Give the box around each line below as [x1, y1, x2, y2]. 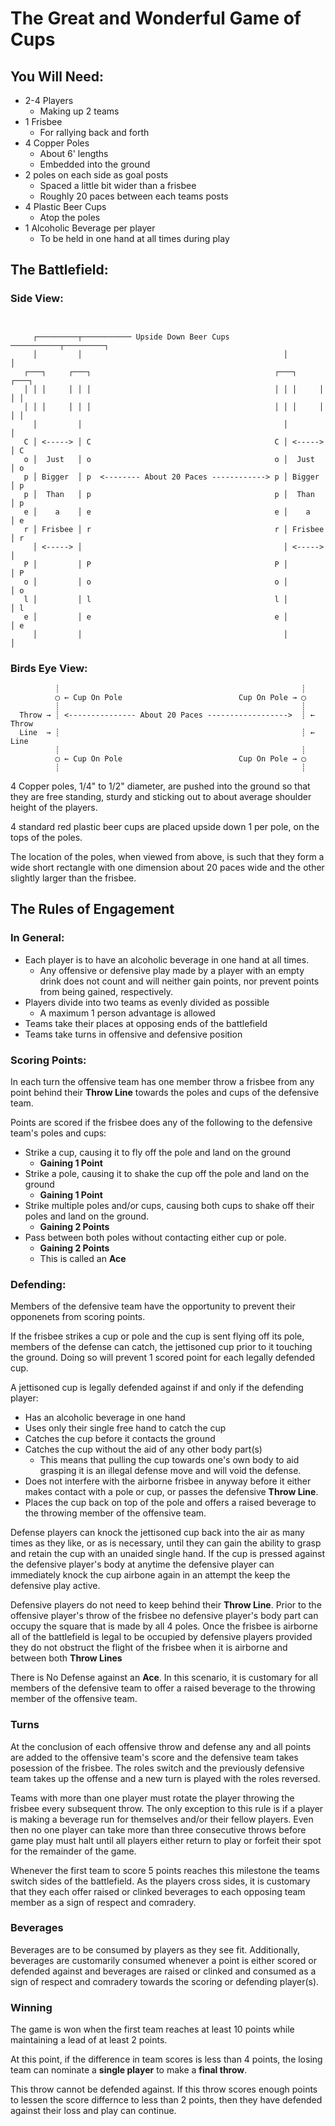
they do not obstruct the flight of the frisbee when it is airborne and [10, 1642, 288, 1654]
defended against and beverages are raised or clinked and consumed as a [10, 1965, 317, 1977]
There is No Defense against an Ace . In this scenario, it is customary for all [10, 1672, 318, 1684]
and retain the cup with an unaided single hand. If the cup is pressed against [10, 1548, 326, 1560]
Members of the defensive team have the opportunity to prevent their [10, 1300, 296, 1312]
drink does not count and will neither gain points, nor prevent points [39, 975, 320, 987]
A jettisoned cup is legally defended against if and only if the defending [10, 1382, 304, 1394]
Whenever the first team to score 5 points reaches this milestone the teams [10, 1864, 320, 1876]
